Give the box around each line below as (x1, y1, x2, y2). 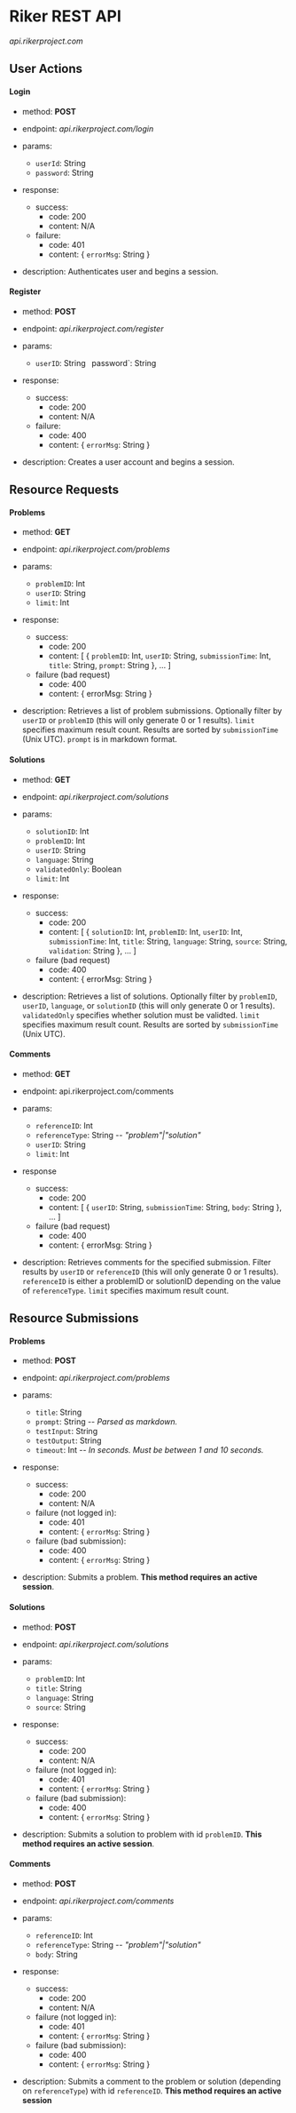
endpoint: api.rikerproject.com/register (21, 323, 164, 334)
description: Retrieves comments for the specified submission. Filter (21, 1256, 272, 1267)
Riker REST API (9, 6, 122, 27)
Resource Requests (9, 482, 120, 498)
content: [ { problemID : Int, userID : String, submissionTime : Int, (48, 650, 272, 661)
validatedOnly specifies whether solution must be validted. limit (21, 1009, 260, 1020)
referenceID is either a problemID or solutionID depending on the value (21, 1275, 282, 1286)
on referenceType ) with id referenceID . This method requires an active (21, 2085, 282, 2096)
